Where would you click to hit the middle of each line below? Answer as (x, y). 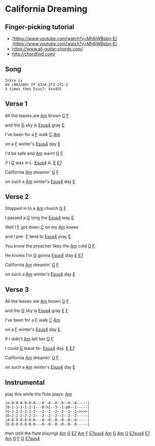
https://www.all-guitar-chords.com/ (47, 49)
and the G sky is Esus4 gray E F (37, 311)
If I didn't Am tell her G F (29, 339)
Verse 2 (17, 197)
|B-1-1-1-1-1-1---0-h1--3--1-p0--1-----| (47, 407)
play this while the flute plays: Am (39, 394)
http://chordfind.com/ (34, 54)
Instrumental (25, 382)
